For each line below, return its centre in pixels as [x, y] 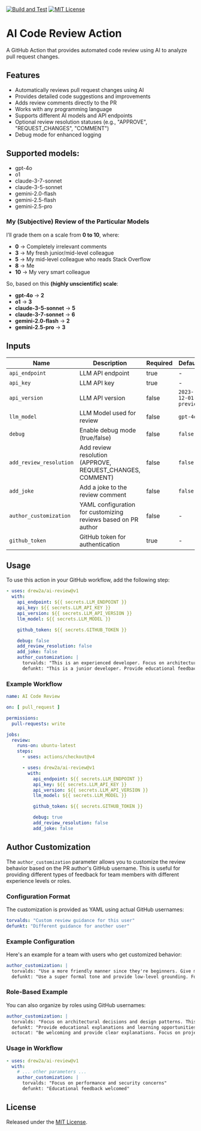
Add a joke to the [103, 487]
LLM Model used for [108, 413]
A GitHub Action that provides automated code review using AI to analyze [97, 50]
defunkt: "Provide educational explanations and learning [86, 1027]
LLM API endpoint [104, 373]
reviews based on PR [109, 520]
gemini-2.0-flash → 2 [42, 321]
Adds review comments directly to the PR [66, 103]
